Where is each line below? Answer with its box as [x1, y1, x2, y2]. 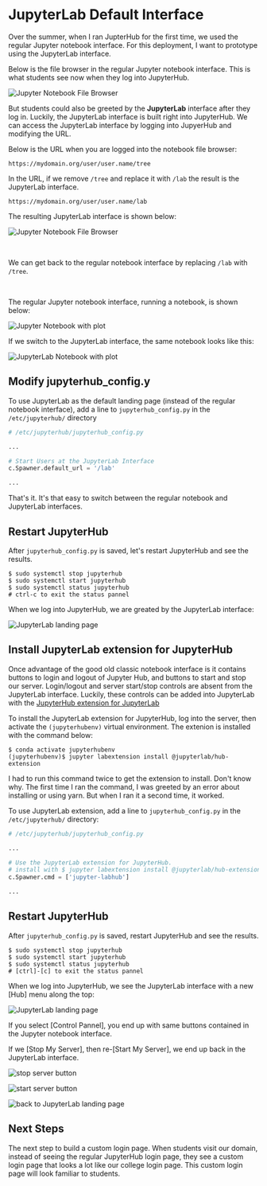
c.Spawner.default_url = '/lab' [8, 464, 115, 473]
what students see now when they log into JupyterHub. [8, 72, 190, 82]
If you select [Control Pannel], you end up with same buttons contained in [8, 1020, 250, 1030]
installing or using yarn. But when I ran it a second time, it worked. [8, 790, 225, 800]
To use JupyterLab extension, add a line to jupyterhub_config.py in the [8, 806, 241, 815]
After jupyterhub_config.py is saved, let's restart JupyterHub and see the [8, 545, 249, 555]
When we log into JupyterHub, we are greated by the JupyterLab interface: [8, 604, 254, 614]
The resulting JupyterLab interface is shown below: [8, 211, 177, 220]
